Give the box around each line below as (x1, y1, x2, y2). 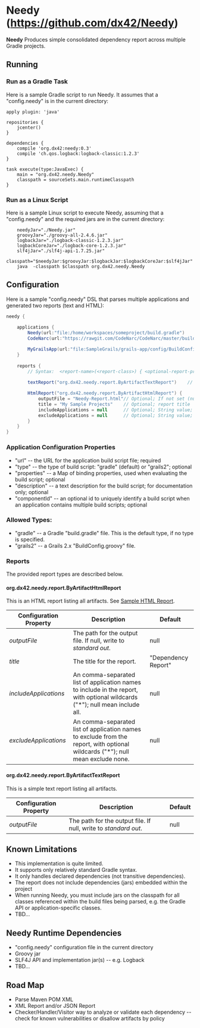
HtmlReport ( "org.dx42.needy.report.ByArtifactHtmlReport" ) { (27, 390, 183, 396)
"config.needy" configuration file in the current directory (14, 944, 154, 951)
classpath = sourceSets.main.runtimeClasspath (17, 176, 135, 182)
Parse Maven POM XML (14, 996, 73, 1003)
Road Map (6, 980, 45, 990)
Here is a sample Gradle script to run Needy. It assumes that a (6, 91, 159, 98)
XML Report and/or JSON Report (14, 1002, 96, 1009)
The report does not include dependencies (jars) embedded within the (14, 879, 187, 886)
